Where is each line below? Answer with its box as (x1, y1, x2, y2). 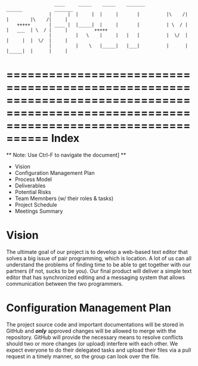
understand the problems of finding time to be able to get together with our (6, 261, 191, 268)
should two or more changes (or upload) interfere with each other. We (6, 340, 178, 347)
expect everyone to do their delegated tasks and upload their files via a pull (6, 346, 191, 353)
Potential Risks (14, 188, 51, 195)
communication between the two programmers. (6, 280, 123, 287)
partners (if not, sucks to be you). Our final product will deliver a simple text (6, 267, 192, 274)
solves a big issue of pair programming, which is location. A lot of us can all (6, 255, 192, 262)
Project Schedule (14, 201, 58, 208)
